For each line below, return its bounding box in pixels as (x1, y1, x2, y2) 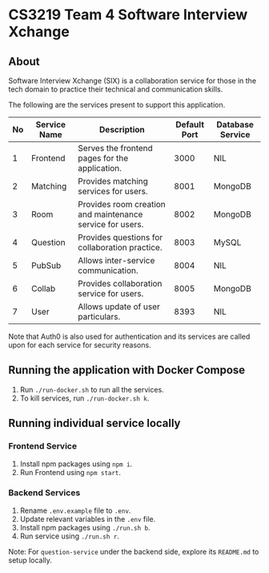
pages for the (78, 152, 129, 164)
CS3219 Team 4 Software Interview (8, 6, 248, 24)
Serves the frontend (78, 143, 154, 153)
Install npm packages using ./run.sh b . (19, 522, 151, 532)
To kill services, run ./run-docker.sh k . (19, 393, 150, 403)
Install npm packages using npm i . (19, 459, 133, 469)
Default (175, 119, 204, 130)
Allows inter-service (78, 255, 155, 266)
